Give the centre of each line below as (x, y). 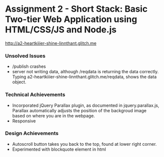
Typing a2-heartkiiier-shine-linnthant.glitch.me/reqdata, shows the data (84, 77)
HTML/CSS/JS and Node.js (61, 30)
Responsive (24, 121)
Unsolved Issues (25, 56)
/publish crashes (29, 66)
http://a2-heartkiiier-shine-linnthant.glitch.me (51, 43)
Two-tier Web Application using (71, 19)
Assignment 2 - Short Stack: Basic (76, 9)
